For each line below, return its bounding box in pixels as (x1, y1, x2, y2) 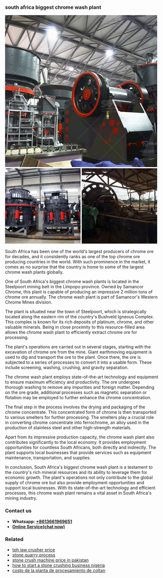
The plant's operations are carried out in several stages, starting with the (5, 344, 151, 350)
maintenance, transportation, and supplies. (5, 455, 91, 461)
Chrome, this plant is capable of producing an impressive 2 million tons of (5, 289, 153, 295)
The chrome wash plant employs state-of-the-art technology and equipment (5, 374, 159, 380)
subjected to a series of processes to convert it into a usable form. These (5, 359, 152, 366)
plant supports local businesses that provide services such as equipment (5, 450, 152, 455)
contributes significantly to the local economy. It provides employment (5, 439, 146, 445)
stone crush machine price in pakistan (12, 557, 89, 563)
